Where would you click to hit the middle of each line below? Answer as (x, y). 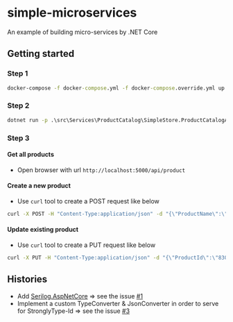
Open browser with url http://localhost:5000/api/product (101, 170)
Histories (27, 279)
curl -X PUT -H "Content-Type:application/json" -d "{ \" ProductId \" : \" (113, 258)
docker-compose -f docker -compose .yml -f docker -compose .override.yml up (116, 88)
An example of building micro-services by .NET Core (83, 32)
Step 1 (18, 74)
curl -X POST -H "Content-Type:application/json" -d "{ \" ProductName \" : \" (118, 214)
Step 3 (18, 138)
